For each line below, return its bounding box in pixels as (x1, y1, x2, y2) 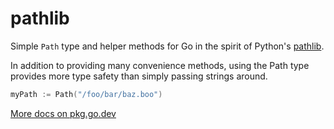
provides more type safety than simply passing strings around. (10, 70, 268, 82)
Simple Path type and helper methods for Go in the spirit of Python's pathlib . (10, 40, 325, 52)
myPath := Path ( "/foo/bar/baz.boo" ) (10, 89, 163, 99)
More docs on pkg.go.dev (10, 107, 117, 119)
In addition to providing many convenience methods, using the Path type (10, 59, 310, 71)
